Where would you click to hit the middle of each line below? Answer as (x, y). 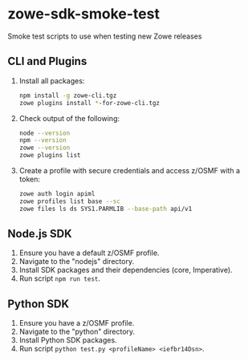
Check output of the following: (69, 118)
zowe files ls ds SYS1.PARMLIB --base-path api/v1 (106, 209)
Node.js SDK (40, 234)
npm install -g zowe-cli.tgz (68, 95)
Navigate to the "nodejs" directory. (76, 262)
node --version (45, 133)
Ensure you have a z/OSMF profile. (77, 323)
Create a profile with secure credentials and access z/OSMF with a (130, 170)
